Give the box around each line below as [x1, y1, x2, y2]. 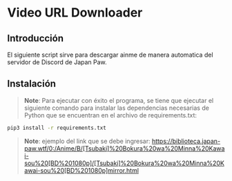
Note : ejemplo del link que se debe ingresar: [23, 137, 151, 145]
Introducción [7, 32, 64, 44]
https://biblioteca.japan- [151, 137, 221, 145]
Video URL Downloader [7, 5, 143, 21]
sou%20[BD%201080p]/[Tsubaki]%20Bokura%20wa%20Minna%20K [23, 159, 224, 167]
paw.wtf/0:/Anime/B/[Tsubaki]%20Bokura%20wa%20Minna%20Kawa [23, 144, 225, 153]
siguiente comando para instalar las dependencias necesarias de [23, 104, 209, 112]
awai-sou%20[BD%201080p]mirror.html [23, 166, 139, 174]
